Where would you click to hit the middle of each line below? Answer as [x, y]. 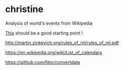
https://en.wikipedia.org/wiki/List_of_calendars [54, 52]
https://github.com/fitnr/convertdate [43, 62]
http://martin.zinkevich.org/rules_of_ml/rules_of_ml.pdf [62, 43]
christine [24, 9]
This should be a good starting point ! [44, 33]
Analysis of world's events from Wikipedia [49, 23]
